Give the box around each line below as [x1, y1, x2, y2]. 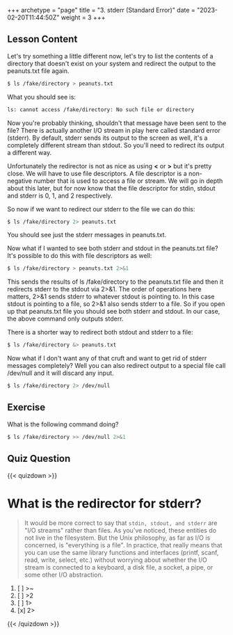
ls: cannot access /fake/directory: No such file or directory [7, 106, 195, 113]
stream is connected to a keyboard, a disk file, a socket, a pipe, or [24, 563, 214, 571]
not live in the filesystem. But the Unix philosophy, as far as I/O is [24, 533, 211, 542]
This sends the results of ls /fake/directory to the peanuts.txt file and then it [7, 278, 224, 286]
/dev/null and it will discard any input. [7, 369, 114, 378]
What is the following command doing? [7, 420, 119, 428]
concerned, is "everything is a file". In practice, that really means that [24, 540, 223, 549]
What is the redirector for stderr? [7, 495, 202, 511]
